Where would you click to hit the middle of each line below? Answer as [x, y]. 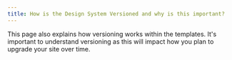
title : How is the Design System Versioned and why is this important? [116, 14]
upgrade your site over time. [49, 49]
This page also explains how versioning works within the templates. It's [112, 34]
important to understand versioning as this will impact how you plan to [111, 41]
